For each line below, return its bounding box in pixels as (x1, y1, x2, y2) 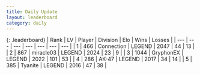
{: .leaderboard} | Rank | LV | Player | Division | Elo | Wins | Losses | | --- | (6, 37, 188, 44)
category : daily (6, 20, 47, 26)
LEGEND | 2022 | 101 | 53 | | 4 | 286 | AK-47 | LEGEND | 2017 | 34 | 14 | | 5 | (6, 55, 192, 63)
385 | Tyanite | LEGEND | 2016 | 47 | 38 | (6, 62, 107, 69)
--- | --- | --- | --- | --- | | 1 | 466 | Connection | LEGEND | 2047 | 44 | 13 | (13, 43, 195, 50)
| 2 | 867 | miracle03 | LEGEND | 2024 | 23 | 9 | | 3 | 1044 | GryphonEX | (6, 49, 184, 56)
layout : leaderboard (6, 14, 58, 20)
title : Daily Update (6, 8, 58, 15)
